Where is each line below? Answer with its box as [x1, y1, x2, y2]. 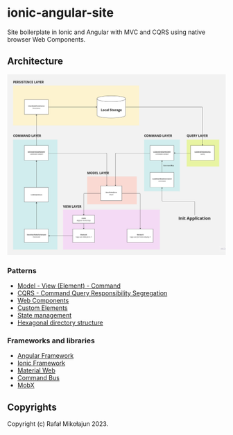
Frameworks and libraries [7, 336, 95, 345]
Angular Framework [17, 352, 74, 360]
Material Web [17, 366, 55, 375]
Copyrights [7, 401, 57, 413]
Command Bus [17, 374, 60, 382]
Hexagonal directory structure [17, 318, 103, 327]
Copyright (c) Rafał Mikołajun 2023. [7, 420, 109, 428]
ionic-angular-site [7, 5, 114, 21]
